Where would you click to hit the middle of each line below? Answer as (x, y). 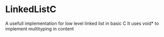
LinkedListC (31, 9)
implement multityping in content (40, 28)
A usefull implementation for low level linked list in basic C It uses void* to (82, 23)
